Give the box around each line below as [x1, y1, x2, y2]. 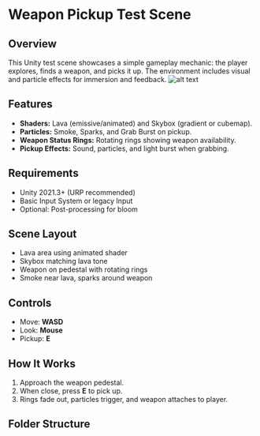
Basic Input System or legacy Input [19, 196, 133, 205]
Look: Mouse [19, 325, 63, 335]
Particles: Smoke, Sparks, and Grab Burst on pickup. [19, 126, 192, 136]
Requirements [8, 167, 79, 180]
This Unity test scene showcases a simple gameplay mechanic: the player [8, 58, 248, 67]
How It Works [8, 357, 76, 370]
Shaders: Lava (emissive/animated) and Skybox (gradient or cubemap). [19, 118, 253, 128]
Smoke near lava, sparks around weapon [19, 273, 153, 283]
